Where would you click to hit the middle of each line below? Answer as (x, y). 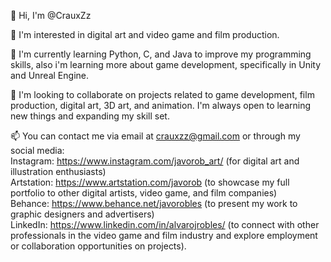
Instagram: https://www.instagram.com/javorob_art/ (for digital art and (155, 161)
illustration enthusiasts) (58, 171)
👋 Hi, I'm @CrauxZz (51, 15)
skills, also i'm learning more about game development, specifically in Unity (166, 64)
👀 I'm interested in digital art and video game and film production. (145, 34)
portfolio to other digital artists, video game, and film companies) (144, 193)
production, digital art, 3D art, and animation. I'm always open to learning (161, 105)
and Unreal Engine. (49, 75)
